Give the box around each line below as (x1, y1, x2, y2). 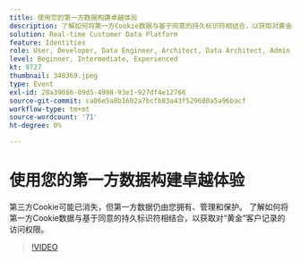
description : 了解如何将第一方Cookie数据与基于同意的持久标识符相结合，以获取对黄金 (9, 21, 293, 30)
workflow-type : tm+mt (9, 105, 90, 114)
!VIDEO (30, 241, 58, 252)
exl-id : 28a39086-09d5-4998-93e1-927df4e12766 (9, 88, 186, 97)
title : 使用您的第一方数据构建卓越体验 (9, 13, 138, 22)
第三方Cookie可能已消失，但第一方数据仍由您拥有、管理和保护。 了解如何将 (9, 201, 289, 212)
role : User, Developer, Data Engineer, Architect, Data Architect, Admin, (9, 46, 295, 55)
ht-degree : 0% (9, 122, 63, 130)
